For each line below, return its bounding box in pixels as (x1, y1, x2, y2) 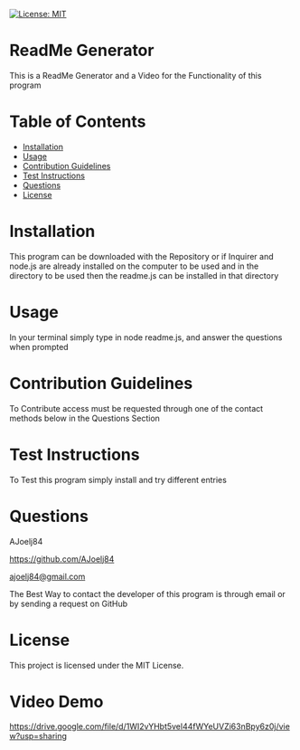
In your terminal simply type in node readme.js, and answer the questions (9, 331, 283, 343)
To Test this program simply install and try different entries (9, 474, 228, 485)
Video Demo (9, 691, 104, 712)
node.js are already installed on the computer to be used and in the (9, 261, 259, 271)
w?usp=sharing (9, 731, 68, 742)
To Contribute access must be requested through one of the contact (9, 403, 264, 413)
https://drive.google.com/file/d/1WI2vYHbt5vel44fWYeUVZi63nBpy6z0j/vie (9, 721, 291, 732)
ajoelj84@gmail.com (9, 571, 86, 582)
